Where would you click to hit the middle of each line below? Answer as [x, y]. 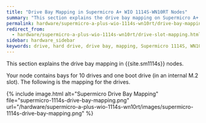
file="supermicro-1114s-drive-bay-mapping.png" [68, 100]
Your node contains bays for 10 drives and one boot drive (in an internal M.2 [102, 75]
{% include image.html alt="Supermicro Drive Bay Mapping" [82, 94]
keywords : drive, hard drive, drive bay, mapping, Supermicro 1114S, [97, 47]
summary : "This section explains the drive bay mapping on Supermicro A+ [103, 18]
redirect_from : [26, 29]
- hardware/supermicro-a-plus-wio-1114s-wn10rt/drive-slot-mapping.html [107, 35]
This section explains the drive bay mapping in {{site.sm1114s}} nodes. [95, 63]
